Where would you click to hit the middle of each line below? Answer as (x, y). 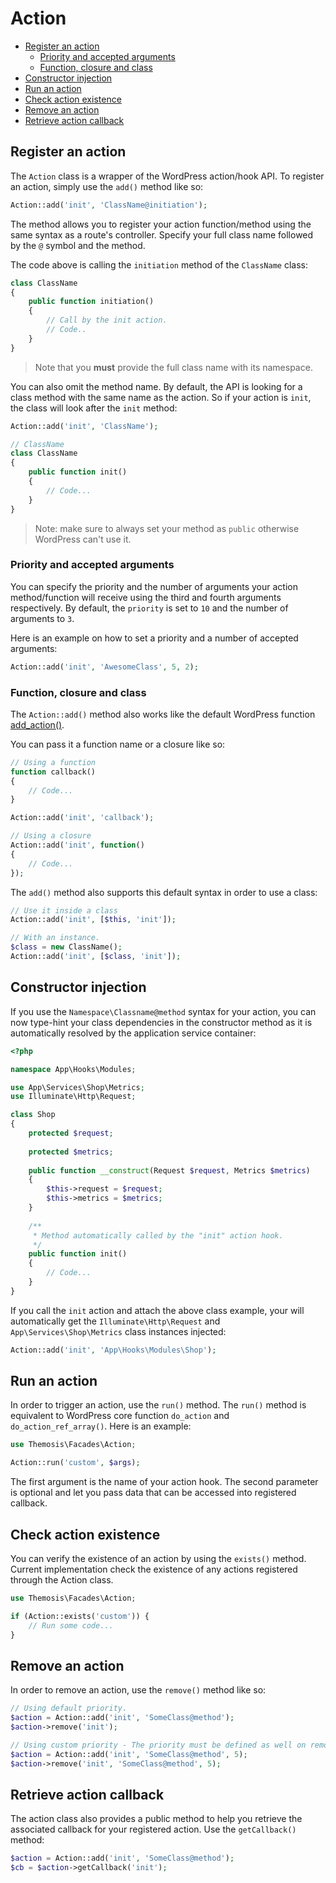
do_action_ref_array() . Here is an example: (101, 1426)
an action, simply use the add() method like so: (107, 186)
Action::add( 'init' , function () (77, 845)
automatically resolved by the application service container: (133, 1033)
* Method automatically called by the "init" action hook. (158, 1235)
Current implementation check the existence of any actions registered (154, 1569)
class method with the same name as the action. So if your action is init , (161, 397)
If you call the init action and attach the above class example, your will (157, 1310)
